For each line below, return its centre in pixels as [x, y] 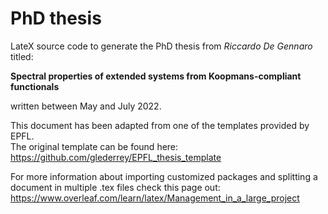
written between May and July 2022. [86, 106]
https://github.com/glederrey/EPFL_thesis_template [116, 157]
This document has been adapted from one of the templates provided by [160, 125]
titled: [22, 56]
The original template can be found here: [94, 146]
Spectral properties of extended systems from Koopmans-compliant [156, 76]
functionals [35, 86]
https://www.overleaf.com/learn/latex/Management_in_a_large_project [155, 198]
